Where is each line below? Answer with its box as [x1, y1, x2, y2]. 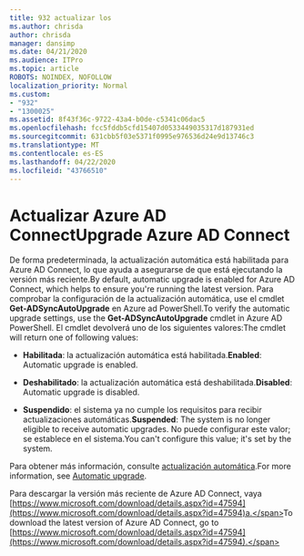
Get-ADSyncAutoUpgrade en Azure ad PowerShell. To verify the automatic [9, 303, 290, 314]
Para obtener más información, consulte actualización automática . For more [9, 461, 291, 472]
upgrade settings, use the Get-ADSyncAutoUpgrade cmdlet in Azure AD [9, 313, 283, 324]
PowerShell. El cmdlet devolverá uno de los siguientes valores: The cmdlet [9, 323, 287, 334]
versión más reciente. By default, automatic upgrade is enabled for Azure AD [9, 274, 296, 285]
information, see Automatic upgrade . [9, 470, 147, 481]
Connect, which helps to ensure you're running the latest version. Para [9, 283, 274, 294]
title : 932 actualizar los [9, 13, 112, 23]
